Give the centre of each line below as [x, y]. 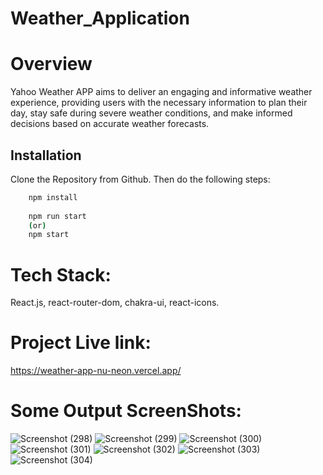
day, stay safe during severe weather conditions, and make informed [151, 113]
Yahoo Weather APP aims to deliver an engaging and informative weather [161, 92]
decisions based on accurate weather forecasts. [110, 124]
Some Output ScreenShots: [126, 411]
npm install [53, 197]
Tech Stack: [61, 274]
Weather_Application [100, 18]
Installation [46, 155]
